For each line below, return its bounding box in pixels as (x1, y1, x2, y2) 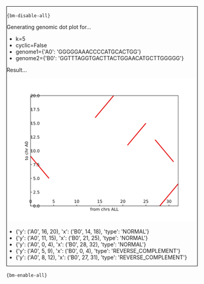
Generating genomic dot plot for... (7, 24, 91, 30)
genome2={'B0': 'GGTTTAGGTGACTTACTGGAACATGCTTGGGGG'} (15, 55, 184, 61)
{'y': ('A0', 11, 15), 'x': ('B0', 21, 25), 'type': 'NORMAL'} (15, 234, 148, 241)
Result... (7, 66, 27, 74)
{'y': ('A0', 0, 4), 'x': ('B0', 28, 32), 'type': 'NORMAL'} (15, 240, 146, 248)
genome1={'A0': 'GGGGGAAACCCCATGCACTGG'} (15, 48, 141, 55)
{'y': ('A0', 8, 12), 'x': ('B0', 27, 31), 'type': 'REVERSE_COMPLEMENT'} (15, 254, 187, 261)
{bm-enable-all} (6, 272, 47, 279)
